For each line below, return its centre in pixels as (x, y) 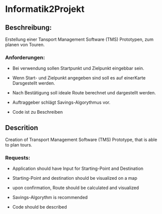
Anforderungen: (25, 57)
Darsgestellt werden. (34, 83)
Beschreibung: (29, 28)
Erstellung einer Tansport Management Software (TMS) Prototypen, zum (80, 39)
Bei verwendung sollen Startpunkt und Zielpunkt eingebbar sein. (78, 69)
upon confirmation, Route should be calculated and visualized (76, 188)
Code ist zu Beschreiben (38, 112)
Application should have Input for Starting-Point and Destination (78, 169)
